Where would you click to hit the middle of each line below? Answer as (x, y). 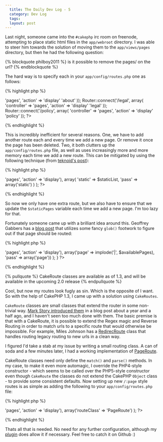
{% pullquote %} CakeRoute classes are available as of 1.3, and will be (75, 276)
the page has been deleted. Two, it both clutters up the (60, 145)
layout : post (23, 23)
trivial (10, 311)
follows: (13, 82)
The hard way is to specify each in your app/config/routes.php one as (75, 76)
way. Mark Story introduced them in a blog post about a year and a (84, 311)
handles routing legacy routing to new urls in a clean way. (63, 336)
